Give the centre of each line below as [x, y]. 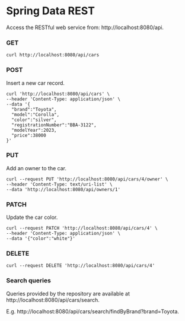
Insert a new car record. [36, 83]
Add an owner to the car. [36, 168]
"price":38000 [29, 135]
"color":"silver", [34, 120]
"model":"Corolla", [36, 115]
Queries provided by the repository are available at [68, 293]
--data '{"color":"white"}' [41, 239]
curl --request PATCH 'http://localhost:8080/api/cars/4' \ [82, 228]
